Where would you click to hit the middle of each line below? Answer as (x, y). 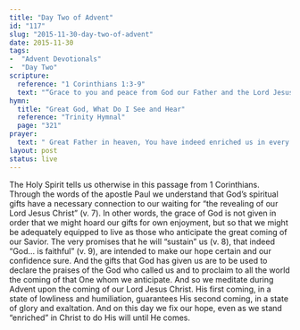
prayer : (24, 134)
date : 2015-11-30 (42, 42)
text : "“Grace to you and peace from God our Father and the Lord (143, 92)
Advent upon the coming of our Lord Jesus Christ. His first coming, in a (140, 289)
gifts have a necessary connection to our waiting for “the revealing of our (144, 203)
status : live (33, 159)
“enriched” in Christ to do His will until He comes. (100, 317)
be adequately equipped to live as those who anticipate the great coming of (148, 232)
